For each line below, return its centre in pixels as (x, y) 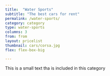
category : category (25, 23)
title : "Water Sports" (29, 9)
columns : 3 (16, 32)
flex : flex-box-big (25, 50)
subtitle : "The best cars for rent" (42, 14)
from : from (16, 37)
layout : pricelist (24, 41)
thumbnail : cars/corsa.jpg (33, 46)
